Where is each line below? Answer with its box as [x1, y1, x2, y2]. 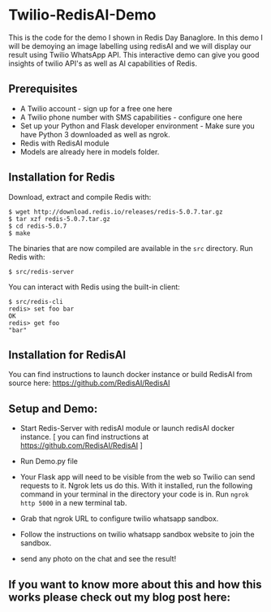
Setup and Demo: [8, 401, 98, 415]
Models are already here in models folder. [19, 146, 160, 156]
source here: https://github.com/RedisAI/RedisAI [8, 378, 170, 388]
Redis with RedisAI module [19, 138, 110, 148]
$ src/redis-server [8, 267, 75, 276]
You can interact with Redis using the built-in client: [8, 282, 180, 292]
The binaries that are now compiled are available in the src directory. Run [8, 243, 253, 253]
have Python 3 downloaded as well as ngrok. [19, 129, 170, 139]
